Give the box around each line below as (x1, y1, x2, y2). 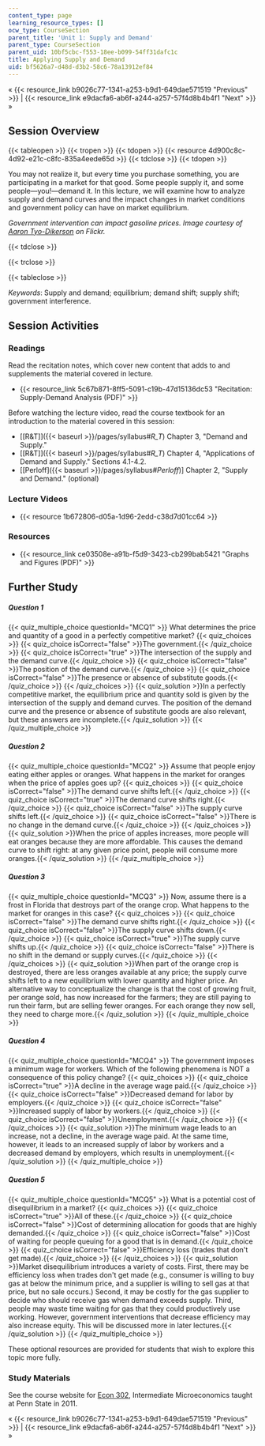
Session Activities (8, 319, 99, 332)
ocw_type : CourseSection (8, 26, 90, 34)
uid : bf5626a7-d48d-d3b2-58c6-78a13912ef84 (8, 63, 154, 71)
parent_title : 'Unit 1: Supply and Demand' (8, 33, 154, 42)
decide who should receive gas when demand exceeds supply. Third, (8, 1296, 234, 1305)
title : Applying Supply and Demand (8, 56, 125, 64)
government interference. (8, 296, 91, 305)
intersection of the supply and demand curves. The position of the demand (8, 698, 252, 708)
